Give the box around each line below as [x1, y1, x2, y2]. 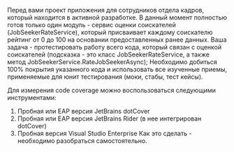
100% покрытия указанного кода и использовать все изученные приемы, [7, 66, 228, 73]
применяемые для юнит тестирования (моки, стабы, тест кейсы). [7, 73, 204, 81]
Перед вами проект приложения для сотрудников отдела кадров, [7, 6, 205, 14]
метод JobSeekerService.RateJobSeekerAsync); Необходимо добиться [7, 58, 218, 66]
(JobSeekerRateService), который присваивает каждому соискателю [7, 28, 213, 36]
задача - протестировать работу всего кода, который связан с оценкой [7, 43, 222, 51]
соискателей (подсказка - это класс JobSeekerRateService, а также [7, 50, 210, 59]
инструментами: [7, 93, 57, 102]
